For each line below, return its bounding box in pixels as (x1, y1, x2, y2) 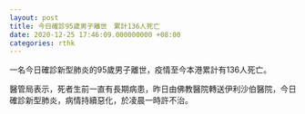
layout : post (9, 13, 59, 23)
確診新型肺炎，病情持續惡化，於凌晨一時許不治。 (9, 95, 193, 106)
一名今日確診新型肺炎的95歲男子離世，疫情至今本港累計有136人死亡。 (9, 64, 272, 75)
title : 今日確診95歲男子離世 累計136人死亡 (9, 22, 161, 31)
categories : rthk (9, 38, 76, 48)
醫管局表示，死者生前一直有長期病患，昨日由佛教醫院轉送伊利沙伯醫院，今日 (9, 83, 297, 95)
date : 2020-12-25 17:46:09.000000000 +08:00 (9, 30, 181, 39)
